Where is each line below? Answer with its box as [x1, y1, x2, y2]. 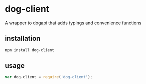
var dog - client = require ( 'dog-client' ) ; [5, 75, 93, 80]
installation [5, 34, 41, 43]
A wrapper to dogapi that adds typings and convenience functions [5, 20, 142, 26]
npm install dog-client [5, 47, 55, 53]
